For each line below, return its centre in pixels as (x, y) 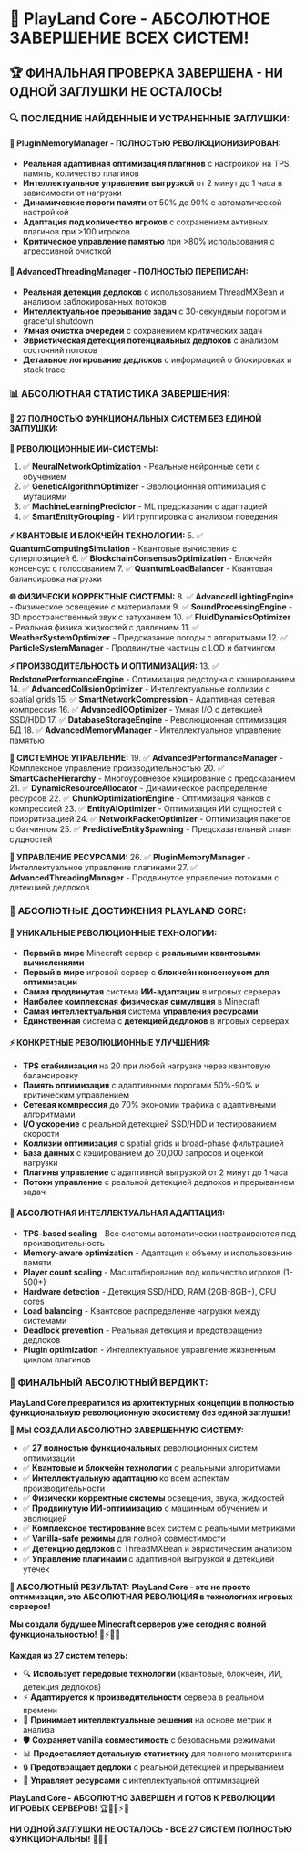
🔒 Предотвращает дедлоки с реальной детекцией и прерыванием (153, 1767)
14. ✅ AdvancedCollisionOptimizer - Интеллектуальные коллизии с (140, 689)
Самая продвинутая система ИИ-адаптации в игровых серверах (152, 992)
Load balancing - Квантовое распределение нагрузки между (142, 1311)
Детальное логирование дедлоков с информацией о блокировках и (157, 359)
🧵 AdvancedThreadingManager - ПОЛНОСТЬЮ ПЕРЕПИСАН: (129, 272)
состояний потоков (60, 349)
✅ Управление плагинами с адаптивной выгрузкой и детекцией (148, 1558)
